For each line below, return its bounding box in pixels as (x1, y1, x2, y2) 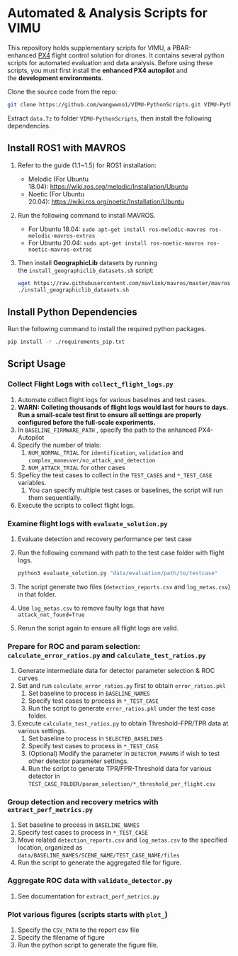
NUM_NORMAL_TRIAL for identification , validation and (28, 448, 183, 457)
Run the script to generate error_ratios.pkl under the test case (28, 704, 215, 713)
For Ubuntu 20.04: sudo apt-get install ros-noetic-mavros (28, 238, 204, 247)
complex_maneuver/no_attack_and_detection (28, 457, 156, 464)
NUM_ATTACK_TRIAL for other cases (28, 463, 126, 472)
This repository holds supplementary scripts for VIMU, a (7, 43, 171, 52)
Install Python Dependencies (7, 306, 138, 318)
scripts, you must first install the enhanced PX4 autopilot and (7, 66, 188, 74)
